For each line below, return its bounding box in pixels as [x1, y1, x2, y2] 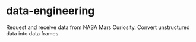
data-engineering [6, 4, 95, 18]
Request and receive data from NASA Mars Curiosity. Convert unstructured [6, 24, 190, 31]
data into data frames [6, 30, 59, 37]
